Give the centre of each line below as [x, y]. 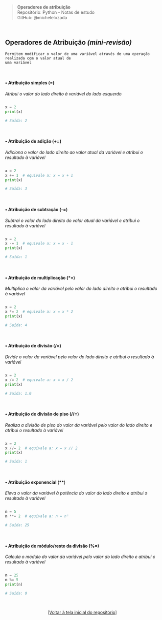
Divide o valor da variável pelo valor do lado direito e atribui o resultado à [80, 357]
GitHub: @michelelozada [42, 17]
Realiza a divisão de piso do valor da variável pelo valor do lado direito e [79, 425]
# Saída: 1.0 [18, 393]
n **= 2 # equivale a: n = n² [37, 516]
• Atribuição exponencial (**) [35, 482]
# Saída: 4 [16, 325]
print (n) [14, 584]
